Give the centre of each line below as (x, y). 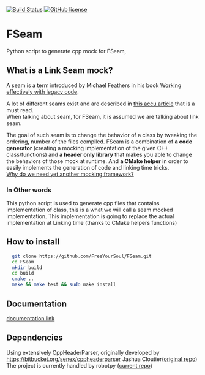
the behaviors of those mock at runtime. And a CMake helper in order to (97, 161)
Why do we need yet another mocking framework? (70, 174)
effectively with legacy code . (43, 91)
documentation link (31, 318)
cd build (23, 273)
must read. (20, 110)
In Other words (29, 190)
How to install (33, 242)
